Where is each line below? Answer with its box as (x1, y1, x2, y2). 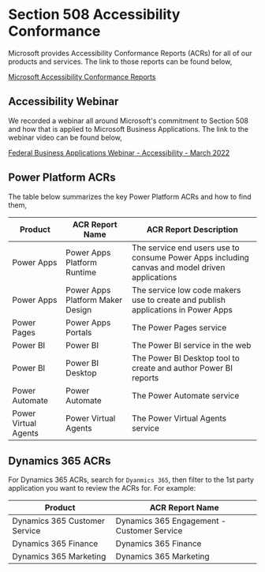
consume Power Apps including (131, 252, 250, 263)
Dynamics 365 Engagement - (115, 515, 226, 526)
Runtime (65, 267, 97, 278)
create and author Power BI (131, 362, 233, 373)
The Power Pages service (131, 322, 227, 333)
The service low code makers (131, 284, 241, 295)
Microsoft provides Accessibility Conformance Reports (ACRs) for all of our (8, 48, 252, 58)
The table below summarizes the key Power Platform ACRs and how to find (8, 192, 252, 201)
